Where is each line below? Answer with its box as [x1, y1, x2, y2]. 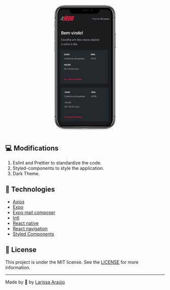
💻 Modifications [5, 144, 59, 152]
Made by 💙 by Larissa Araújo [5, 279, 65, 285]
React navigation [12, 225, 48, 231]
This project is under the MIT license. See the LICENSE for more [5, 259, 139, 265]
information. [5, 264, 31, 270]
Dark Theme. [12, 171, 40, 177]
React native [12, 220, 39, 226]
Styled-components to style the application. [12, 165, 105, 171]
